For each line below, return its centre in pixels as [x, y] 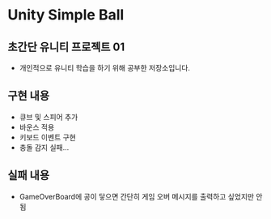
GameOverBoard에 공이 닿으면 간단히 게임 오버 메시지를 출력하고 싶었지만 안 [141, 196]
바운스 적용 [37, 127]
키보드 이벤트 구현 [47, 137]
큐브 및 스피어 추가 [49, 117]
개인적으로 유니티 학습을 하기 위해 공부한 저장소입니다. [105, 68]
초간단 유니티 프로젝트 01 [66, 47]
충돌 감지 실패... [44, 147]
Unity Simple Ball [66, 15]
